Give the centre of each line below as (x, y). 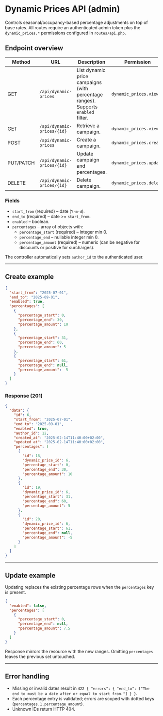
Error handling (27, 676)
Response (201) (24, 396)
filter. (82, 118)
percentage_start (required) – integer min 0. (63, 232)
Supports (87, 107)
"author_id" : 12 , (31, 433)
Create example (30, 277)
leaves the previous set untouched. (40, 656)
